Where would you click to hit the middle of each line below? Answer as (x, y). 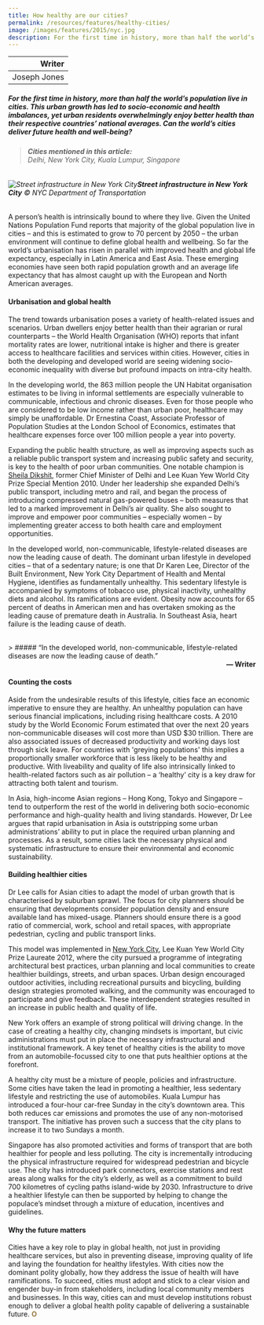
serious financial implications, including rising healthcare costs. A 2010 (123, 716)
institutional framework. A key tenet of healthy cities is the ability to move (126, 1048)
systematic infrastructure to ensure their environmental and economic (121, 848)
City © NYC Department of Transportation (77, 193)
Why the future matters (47, 1230)
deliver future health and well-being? (70, 131)
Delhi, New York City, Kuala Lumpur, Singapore (104, 160)
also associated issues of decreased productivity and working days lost (124, 741)
